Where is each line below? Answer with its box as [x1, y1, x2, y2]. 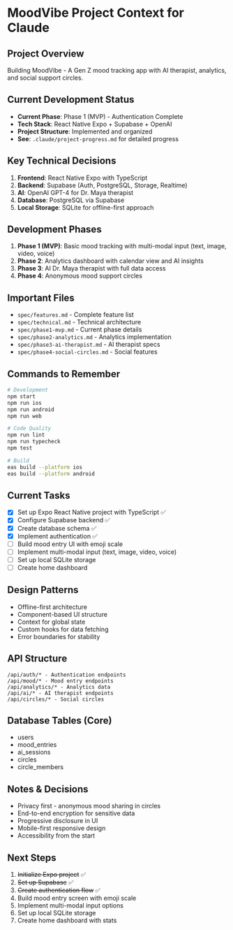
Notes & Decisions [7, 783, 89, 795]
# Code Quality [7, 425, 52, 432]
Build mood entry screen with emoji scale [17, 894, 137, 902]
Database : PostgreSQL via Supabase [17, 196, 125, 204]
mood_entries [17, 741, 57, 749]
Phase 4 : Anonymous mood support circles [17, 271, 143, 280]
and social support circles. [7, 73, 84, 82]
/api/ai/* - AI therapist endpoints [7, 689, 114, 696]
